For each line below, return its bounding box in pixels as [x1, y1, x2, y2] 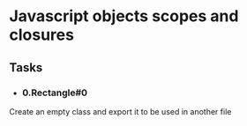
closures [9, 25, 75, 45]
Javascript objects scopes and [9, 6, 239, 26]
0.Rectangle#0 [21, 86, 88, 99]
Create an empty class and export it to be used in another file [9, 106, 232, 116]
